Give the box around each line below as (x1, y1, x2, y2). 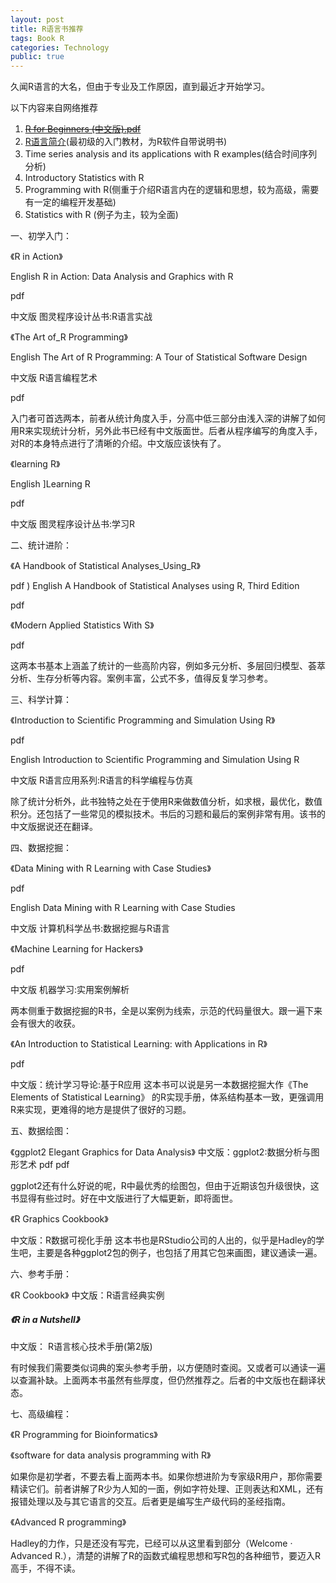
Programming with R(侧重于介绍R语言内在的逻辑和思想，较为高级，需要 (24, 184, 320, 196)
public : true (10, 52, 65, 62)
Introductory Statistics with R (24, 172, 145, 184)
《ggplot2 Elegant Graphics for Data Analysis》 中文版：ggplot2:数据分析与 (10, 1146, 312, 1158)
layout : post (10, 14, 65, 25)
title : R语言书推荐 (10, 24, 84, 34)
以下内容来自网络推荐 (10, 102, 98, 114)
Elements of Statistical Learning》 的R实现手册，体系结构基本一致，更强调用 (10, 1091, 325, 1103)
